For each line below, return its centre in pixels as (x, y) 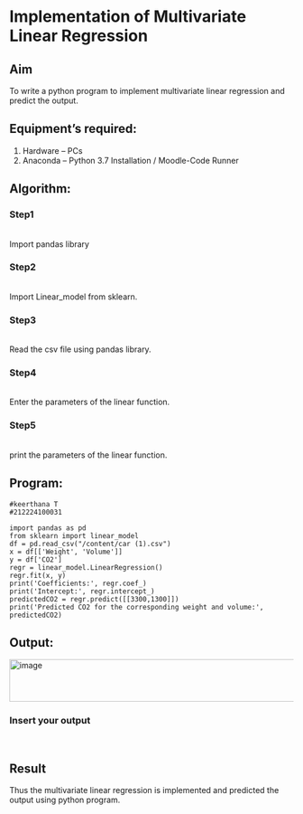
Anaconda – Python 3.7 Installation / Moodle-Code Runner (130, 160)
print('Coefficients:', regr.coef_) (78, 583)
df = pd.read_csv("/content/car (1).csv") (90, 544)
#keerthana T (34, 504)
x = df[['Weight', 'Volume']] (66, 552)
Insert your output (50, 721)
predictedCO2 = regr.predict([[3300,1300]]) (94, 599)
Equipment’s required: (73, 129)
